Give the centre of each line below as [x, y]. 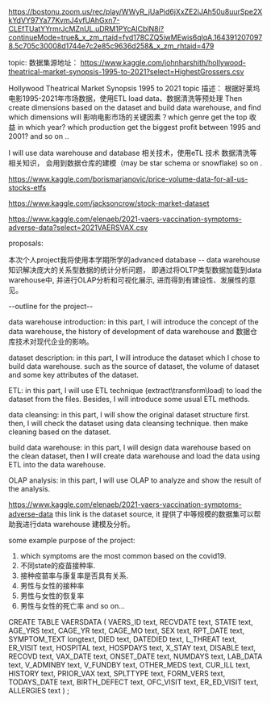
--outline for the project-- [51, 306]
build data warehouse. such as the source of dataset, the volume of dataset [134, 366]
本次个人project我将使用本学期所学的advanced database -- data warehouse [134, 260]
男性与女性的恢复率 [52, 596]
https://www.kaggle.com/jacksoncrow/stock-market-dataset [109, 203]
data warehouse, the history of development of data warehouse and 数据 [129, 331]
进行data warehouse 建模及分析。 [78, 524]
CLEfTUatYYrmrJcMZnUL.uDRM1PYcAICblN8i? [86, 29]
